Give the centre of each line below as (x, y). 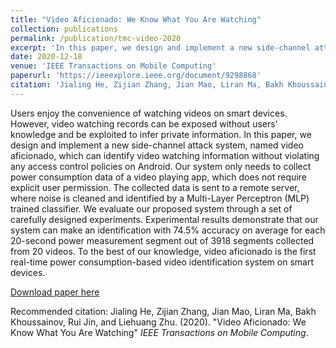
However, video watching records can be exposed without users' (144, 123)
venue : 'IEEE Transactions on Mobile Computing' (113, 66)
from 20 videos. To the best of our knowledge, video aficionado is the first (163, 251)
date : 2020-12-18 (46, 57)
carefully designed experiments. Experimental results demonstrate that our (164, 219)
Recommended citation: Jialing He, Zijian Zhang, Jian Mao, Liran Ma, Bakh (163, 311)
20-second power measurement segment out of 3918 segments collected (162, 240)
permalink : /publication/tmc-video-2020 (96, 38)
